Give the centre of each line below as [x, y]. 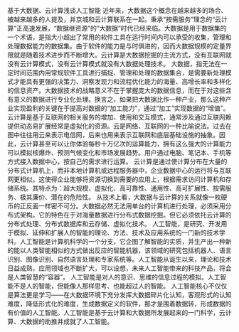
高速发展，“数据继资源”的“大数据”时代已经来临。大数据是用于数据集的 [124, 28]
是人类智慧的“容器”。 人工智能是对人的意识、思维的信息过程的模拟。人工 [114, 277]
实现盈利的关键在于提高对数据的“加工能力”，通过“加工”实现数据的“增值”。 [121, 108]
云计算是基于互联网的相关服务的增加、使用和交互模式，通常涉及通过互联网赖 [119, 117]
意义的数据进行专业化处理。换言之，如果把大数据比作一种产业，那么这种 [119, 99]
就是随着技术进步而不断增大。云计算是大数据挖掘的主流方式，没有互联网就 [122, 55]
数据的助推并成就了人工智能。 [70, 321]
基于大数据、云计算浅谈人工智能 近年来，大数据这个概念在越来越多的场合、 [117, 10]
